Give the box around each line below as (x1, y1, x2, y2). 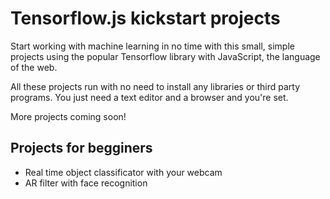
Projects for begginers (10, 140, 153, 157)
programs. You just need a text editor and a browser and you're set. (10, 91, 289, 103)
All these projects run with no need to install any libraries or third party (10, 80, 301, 92)
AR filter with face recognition (24, 177, 148, 189)
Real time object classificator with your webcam (24, 166, 223, 178)
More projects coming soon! (10, 110, 127, 122)
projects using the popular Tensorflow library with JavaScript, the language (10, 50, 321, 62)
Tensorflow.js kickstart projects (10, 7, 281, 30)
